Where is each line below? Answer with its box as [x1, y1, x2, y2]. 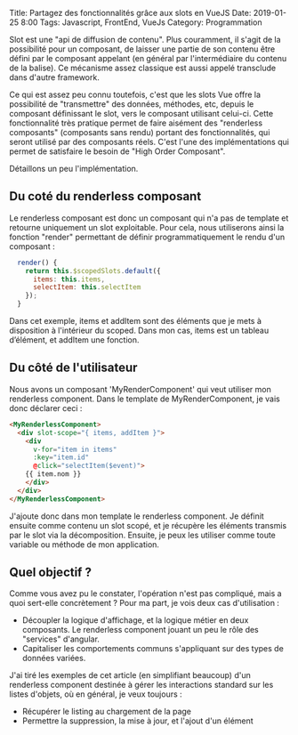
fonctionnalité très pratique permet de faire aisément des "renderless [9, 117, 263, 128]
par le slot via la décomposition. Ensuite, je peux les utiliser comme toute [9, 529, 276, 540]
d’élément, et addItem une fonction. [9, 335, 140, 345]
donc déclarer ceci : [9, 402, 83, 413]
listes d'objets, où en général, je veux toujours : [9, 689, 182, 699]
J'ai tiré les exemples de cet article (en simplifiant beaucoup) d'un [9, 670, 251, 681]
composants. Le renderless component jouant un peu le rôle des [21, 625, 260, 635]
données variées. [21, 653, 86, 664]
